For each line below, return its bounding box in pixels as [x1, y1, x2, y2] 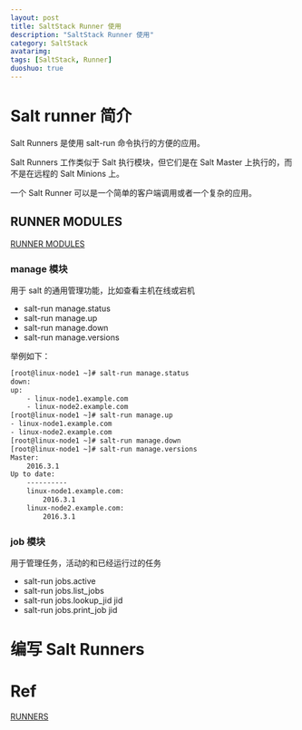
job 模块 [10, 535, 46, 548]
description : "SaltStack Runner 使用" [10, 30, 154, 39]
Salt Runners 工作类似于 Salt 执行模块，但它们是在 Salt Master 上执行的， [10, 156, 285, 168]
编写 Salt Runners [10, 639, 145, 660]
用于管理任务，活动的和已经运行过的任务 [10, 557, 161, 568]
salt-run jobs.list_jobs [23, 585, 105, 596]
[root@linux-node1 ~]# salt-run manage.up [10, 411, 173, 420]
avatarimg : [10, 47, 52, 56]
